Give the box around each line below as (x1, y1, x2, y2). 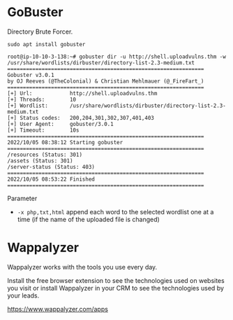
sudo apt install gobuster (7, 41, 86, 48)
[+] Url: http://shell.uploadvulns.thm (7, 90, 158, 97)
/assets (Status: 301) (7, 157, 73, 165)
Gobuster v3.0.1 (7, 71, 54, 78)
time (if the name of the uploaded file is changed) (17, 215, 160, 223)
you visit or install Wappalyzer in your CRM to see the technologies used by (7, 284, 225, 292)
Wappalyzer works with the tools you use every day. (7, 263, 158, 271)
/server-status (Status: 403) (7, 163, 96, 170)
